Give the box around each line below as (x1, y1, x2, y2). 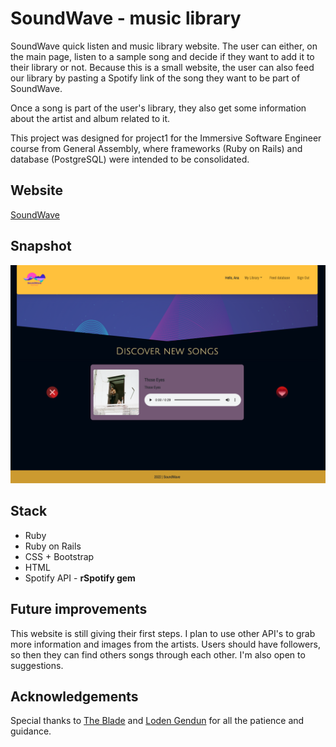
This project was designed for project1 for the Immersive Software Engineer (10, 132, 322, 144)
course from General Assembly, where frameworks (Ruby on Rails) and (10, 142, 303, 154)
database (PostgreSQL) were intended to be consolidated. (10, 153, 250, 165)
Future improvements (10, 601, 148, 618)
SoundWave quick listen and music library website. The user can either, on (10, 40, 318, 52)
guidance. (10, 725, 52, 737)
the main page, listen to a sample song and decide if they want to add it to (10, 50, 315, 62)
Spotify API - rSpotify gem (24, 572, 136, 584)
